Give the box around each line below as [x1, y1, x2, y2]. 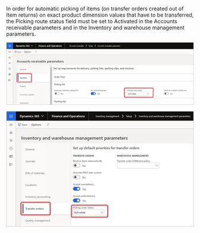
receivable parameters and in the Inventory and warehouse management [6, 24, 185, 31]
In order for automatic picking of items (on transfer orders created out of [6, 5, 184, 12]
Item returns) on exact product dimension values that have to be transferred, [6, 11, 194, 18]
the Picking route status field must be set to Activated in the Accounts [6, 18, 177, 24]
